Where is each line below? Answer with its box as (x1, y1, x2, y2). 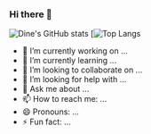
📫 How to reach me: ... (21, 94, 107, 105)
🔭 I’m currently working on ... (21, 46, 128, 56)
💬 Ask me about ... (21, 84, 90, 95)
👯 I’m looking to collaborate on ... (21, 64, 143, 75)
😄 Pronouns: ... (21, 106, 80, 117)
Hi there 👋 (9, 8, 53, 21)
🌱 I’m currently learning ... (21, 55, 117, 66)
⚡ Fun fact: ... (21, 116, 71, 128)
